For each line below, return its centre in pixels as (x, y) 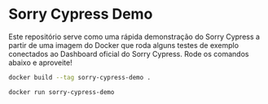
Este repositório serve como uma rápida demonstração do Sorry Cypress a (134, 37)
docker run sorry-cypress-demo (62, 92)
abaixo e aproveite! (40, 63)
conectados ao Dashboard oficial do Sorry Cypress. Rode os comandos (129, 54)
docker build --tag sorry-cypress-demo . (80, 77)
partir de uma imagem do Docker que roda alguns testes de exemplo (123, 45)
